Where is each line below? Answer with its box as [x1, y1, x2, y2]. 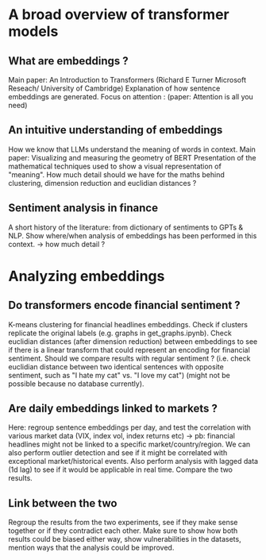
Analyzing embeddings [8, 267, 165, 285]
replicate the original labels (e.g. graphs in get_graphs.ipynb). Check [8, 328, 232, 338]
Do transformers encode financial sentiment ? [8, 299, 241, 312]
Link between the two [8, 496, 118, 510]
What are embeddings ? [8, 54, 129, 68]
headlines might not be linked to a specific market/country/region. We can [8, 439, 251, 450]
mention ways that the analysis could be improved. [8, 543, 175, 553]
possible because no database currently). [8, 379, 145, 388]
